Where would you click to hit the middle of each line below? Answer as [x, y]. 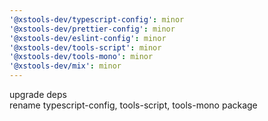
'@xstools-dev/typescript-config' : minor [97, 19]
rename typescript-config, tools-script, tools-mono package [133, 105]
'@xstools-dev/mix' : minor [65, 66]
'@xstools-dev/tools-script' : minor [85, 47]
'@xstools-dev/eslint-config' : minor [88, 38]
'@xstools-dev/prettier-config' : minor [92, 29]
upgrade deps [38, 94]
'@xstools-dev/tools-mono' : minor [81, 57]
